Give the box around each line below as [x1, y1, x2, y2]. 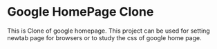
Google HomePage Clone [7, 4, 154, 20]
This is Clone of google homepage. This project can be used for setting [7, 27, 211, 35]
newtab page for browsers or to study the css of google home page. [7, 33, 202, 42]
